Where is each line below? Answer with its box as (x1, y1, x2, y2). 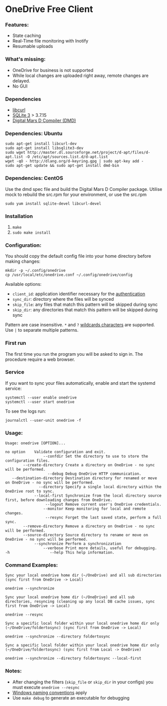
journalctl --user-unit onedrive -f (5, 418, 81, 423)
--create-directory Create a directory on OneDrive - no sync (23, 463, 155, 468)
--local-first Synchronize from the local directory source (34, 493, 162, 498)
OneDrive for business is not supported (12, 67, 94, 73)
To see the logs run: (5, 408, 46, 414)
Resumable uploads (12, 43, 53, 49)
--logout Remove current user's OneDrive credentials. (45, 502, 162, 507)
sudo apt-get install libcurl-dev (5, 141, 77, 146)
